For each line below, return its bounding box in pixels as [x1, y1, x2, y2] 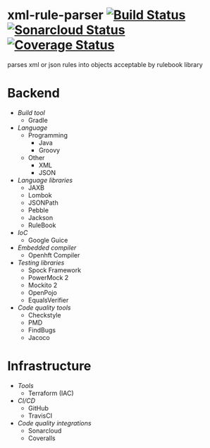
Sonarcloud [27, 426, 62, 435]
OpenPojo [27, 288, 58, 296]
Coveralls [27, 434, 56, 442]
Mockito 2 [27, 281, 58, 289]
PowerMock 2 [27, 273, 69, 281]
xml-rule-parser [7, 7, 104, 23]
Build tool [17, 108, 46, 116]
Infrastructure [7, 358, 92, 374]
